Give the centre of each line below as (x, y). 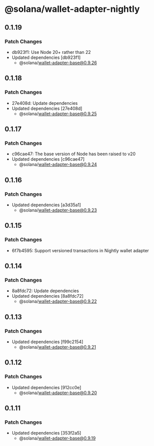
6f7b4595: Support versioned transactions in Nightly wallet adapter (80, 250)
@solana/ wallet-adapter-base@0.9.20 (58, 393)
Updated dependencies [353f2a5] (46, 433)
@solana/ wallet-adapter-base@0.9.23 (58, 210)
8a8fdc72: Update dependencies (45, 291)
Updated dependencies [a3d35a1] (46, 205)
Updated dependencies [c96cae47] (48, 159)
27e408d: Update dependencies (45, 103)
